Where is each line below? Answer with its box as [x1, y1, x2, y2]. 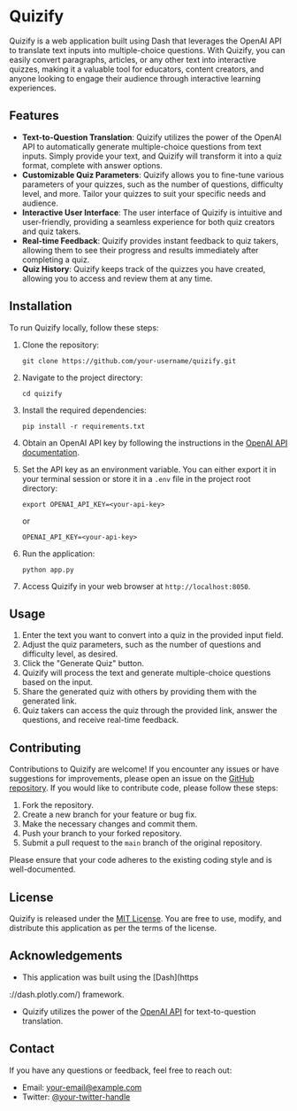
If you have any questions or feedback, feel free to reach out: [9, 1065, 232, 1076]
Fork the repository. [21, 800, 95, 811]
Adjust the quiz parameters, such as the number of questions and [21, 640, 262, 650]
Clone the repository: [21, 339, 100, 350]
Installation [9, 299, 72, 314]
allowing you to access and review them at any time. [21, 273, 213, 284]
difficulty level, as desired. [21, 649, 118, 659]
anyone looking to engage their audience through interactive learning [9, 73, 261, 83]
